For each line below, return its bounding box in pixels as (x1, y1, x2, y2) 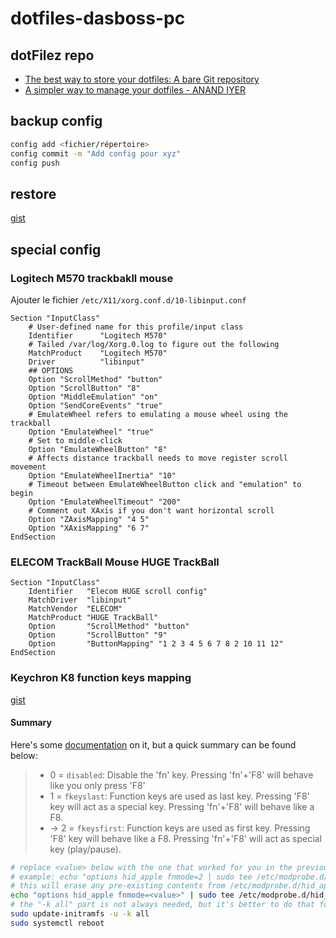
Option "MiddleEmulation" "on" (28, 392, 159, 402)
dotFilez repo (10, 47, 95, 64)
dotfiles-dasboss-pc (10, 7, 186, 30)
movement (10, 462, 47, 472)
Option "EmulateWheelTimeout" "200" (28, 497, 182, 507)
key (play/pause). (49, 843, 122, 855)
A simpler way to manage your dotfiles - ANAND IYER (24, 84, 247, 96)
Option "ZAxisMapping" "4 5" (28, 514, 150, 524)
